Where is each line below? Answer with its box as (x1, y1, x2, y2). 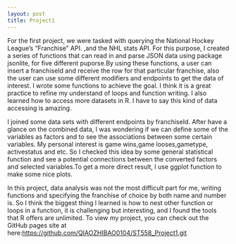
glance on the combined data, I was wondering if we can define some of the (7, 125, 229, 133)
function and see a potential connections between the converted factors (7, 154, 217, 163)
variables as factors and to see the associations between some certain (7, 132, 213, 141)
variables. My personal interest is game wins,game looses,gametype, (7, 140, 209, 148)
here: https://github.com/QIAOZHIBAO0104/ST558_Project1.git (7, 228, 187, 237)
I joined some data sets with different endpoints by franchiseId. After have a (7, 117, 228, 126)
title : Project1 (7, 17, 55, 24)
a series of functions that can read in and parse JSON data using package (7, 51, 223, 60)
